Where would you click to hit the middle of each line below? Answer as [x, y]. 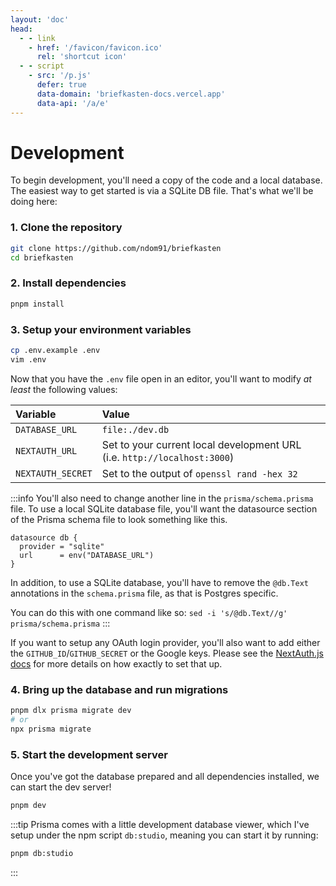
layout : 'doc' [40, 19]
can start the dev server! [61, 787]
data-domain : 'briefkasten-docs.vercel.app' [131, 94]
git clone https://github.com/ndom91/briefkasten [116, 248]
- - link [37, 38]
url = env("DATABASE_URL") [87, 555]
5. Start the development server [89, 754]
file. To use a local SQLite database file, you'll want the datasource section [164, 508]
